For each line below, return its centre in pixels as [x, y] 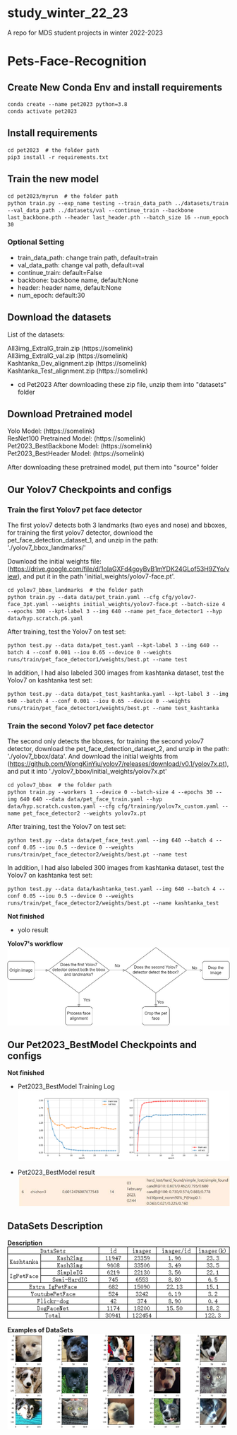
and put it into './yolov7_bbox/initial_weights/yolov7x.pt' [87, 772]
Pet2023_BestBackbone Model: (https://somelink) [80, 446]
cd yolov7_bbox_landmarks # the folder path [75, 591]
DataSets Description [55, 1226]
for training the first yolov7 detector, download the [80, 533]
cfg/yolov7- [180, 598]
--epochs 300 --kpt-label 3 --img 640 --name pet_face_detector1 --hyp [115, 612]
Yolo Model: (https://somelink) [51, 431]
